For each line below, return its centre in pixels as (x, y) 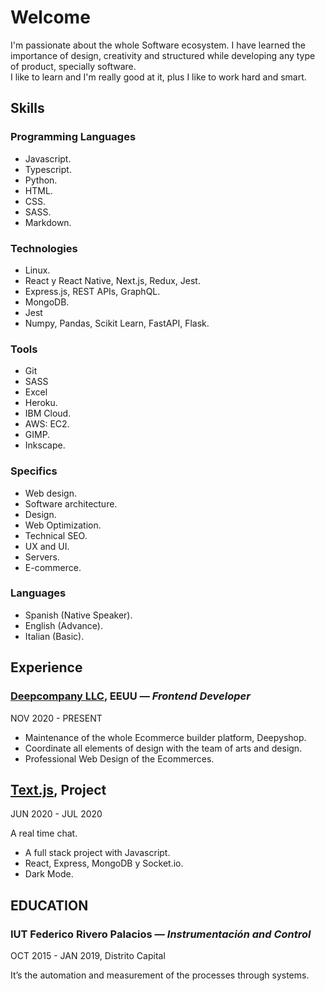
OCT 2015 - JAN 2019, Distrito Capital (88, 955)
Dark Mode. (49, 874)
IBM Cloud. (48, 413)
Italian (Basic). (54, 636)
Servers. (42, 557)
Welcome (50, 17)
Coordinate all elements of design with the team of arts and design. (163, 748)
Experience (46, 667)
